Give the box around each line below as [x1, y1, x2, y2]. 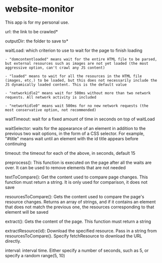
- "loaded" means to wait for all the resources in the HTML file [5, 73, 142, 78]
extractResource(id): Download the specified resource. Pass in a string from [5, 228, 157, 234]
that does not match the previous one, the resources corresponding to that [5, 204, 154, 210]
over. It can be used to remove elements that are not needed [5, 164, 126, 170]
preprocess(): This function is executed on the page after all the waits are [5, 160, 152, 165]
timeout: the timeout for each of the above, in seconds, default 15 [5, 150, 136, 156]
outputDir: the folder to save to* [5, 38, 69, 44]
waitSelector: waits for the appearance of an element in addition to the [5, 125, 146, 131]
